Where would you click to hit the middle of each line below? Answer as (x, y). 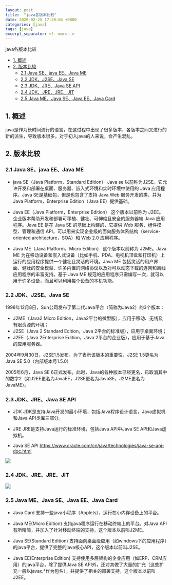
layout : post (19, 10)
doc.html (22, 451)
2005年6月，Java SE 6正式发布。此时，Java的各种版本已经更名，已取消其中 (86, 372)
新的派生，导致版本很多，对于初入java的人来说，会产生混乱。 (70, 136)
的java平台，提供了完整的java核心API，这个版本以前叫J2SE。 (78, 547)
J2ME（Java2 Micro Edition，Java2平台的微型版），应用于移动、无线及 (88, 318)
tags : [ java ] (19, 29)
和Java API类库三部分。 (38, 418)
